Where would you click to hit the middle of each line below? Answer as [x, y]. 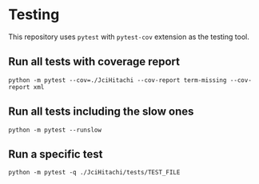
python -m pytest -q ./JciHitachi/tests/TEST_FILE [94, 173]
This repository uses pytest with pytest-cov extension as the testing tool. [129, 37]
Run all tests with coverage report [94, 62]
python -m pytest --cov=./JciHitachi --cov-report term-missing [118, 80]
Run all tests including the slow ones [101, 112]
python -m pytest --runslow [55, 130]
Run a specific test [56, 154]
